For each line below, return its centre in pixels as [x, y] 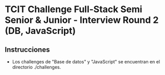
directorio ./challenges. [37, 67]
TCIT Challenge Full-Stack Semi [74, 9]
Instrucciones [27, 49]
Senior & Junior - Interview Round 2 [82, 20]
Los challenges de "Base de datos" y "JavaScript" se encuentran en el [86, 62]
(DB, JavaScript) [40, 31]
